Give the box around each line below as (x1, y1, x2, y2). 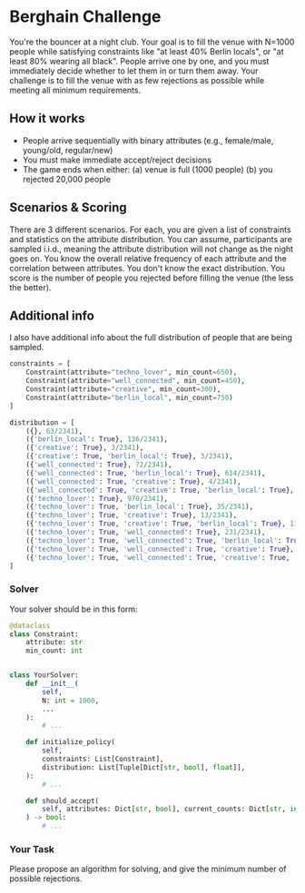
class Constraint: (9, 629, 79, 639)
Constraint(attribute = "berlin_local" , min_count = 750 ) (25, 393, 233, 402)
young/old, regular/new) (22, 144, 113, 155)
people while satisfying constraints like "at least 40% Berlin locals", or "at (9, 45, 284, 56)
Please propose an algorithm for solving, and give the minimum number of (9, 864, 287, 875)
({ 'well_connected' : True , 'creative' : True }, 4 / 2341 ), (25, 476, 242, 486)
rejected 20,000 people (22, 173, 112, 184)
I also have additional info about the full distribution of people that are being (9, 332, 293, 343)
